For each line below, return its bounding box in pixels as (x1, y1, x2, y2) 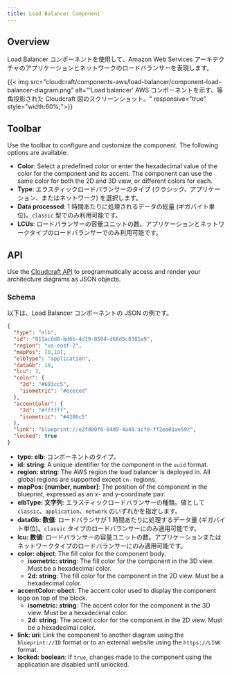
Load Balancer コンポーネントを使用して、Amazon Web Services (7, 55, 193, 63)
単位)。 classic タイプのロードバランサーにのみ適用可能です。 (23, 524, 201, 532)
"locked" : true (13, 432, 57, 440)
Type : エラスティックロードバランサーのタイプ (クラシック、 (17, 185, 190, 193)
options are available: (7, 149, 69, 157)
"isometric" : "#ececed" (19, 387, 89, 395)
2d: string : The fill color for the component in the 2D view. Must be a (27, 571, 224, 580)
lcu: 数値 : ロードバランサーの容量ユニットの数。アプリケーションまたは (17, 532, 222, 541)
